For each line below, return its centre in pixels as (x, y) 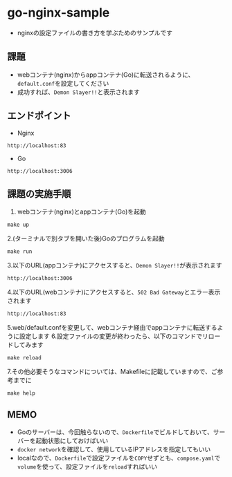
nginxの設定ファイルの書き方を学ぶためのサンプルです (95, 32)
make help (21, 393)
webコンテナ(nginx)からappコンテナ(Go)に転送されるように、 (106, 75)
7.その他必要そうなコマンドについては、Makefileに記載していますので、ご (112, 372)
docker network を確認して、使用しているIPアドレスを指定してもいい (114, 449)
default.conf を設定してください (63, 83)
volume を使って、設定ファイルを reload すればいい (87, 467)
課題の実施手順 (39, 194)
